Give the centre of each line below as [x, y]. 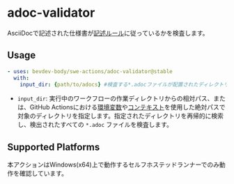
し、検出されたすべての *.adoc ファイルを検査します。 [95, 125]
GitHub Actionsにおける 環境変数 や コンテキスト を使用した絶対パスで [127, 107]
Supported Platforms [54, 147]
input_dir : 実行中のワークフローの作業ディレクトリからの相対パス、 [115, 98]
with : [22, 78]
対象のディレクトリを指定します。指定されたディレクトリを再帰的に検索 [120, 116]
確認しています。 [44, 174]
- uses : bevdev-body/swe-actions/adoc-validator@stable [90, 71]
